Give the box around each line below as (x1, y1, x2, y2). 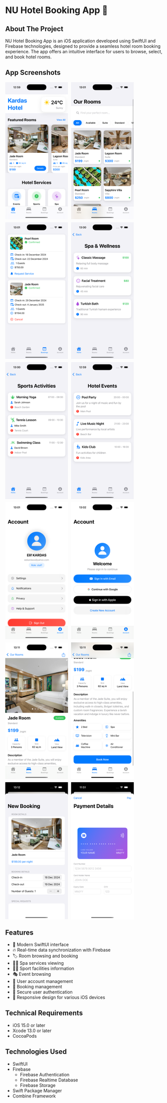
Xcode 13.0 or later (12, 1028, 52, 1034)
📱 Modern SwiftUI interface (12, 942, 69, 948)
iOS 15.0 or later (12, 1022, 46, 1028)
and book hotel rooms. (5, 54, 52, 60)
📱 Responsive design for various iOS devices (12, 994, 105, 1000)
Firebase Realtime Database (20, 1077, 78, 1083)
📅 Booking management (12, 984, 63, 990)
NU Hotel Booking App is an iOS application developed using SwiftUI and (5, 38, 156, 44)
